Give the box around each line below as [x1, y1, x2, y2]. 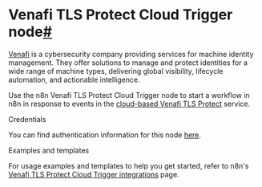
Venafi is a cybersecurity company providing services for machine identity [8, 49, 254, 59]
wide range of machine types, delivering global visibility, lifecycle [8, 66, 224, 75]
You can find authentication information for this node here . [8, 130, 202, 140]
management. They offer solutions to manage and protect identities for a [8, 58, 248, 67]
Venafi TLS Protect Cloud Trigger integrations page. [8, 169, 179, 179]
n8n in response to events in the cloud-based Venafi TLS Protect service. [8, 99, 251, 108]
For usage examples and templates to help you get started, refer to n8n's [8, 161, 249, 170]
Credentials [8, 114, 46, 124]
